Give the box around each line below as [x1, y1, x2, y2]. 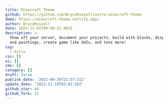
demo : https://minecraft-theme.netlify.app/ [5, 16, 99, 21]
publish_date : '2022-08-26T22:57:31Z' [5, 77, 86, 82]
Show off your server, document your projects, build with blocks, [9, 35, 153, 40]
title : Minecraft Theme [5, 7, 55, 12]
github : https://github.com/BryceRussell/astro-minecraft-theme [5, 12, 142, 17]
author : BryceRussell [5, 21, 50, 26]
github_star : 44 [5, 86, 39, 91]
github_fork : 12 [5, 91, 39, 96]
